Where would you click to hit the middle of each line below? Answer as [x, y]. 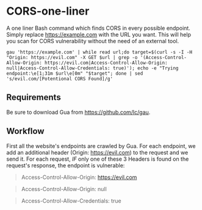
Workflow [25, 131]
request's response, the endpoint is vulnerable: [66, 165]
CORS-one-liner [48, 11]
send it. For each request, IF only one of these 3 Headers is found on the [98, 159]
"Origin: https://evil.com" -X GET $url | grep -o [72, 57]
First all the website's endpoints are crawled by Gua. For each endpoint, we [101, 146]
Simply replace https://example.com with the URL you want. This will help [99, 34]
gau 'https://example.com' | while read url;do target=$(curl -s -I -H [99, 52]
